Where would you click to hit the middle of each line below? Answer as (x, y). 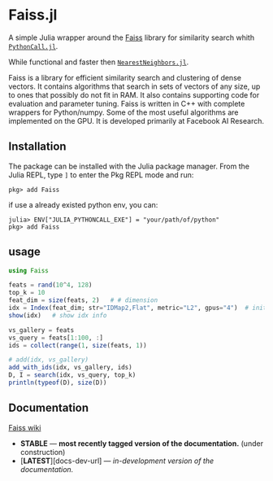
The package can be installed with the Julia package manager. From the (129, 166)
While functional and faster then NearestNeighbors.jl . (99, 62)
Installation (37, 147)
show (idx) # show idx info (58, 315)
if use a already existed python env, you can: (83, 204)
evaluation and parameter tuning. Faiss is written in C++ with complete (127, 103)
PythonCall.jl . (33, 46)
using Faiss (28, 270)
